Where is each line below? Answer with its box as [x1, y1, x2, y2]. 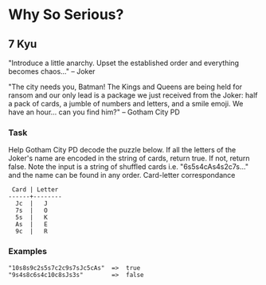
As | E [15, 221, 48, 229]
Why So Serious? [8, 6, 124, 24]
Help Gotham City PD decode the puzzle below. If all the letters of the [8, 145, 237, 155]
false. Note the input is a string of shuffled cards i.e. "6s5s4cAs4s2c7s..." [8, 162, 249, 171]
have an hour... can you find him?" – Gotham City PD [8, 107, 181, 117]
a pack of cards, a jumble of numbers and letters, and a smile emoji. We [8, 99, 244, 108]
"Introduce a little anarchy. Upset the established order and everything [8, 58, 240, 67]
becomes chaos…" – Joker [8, 67, 96, 76]
